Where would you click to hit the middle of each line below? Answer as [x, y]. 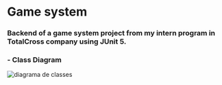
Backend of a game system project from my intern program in [111, 33]
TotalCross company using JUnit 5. [67, 41]
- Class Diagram [34, 60]
